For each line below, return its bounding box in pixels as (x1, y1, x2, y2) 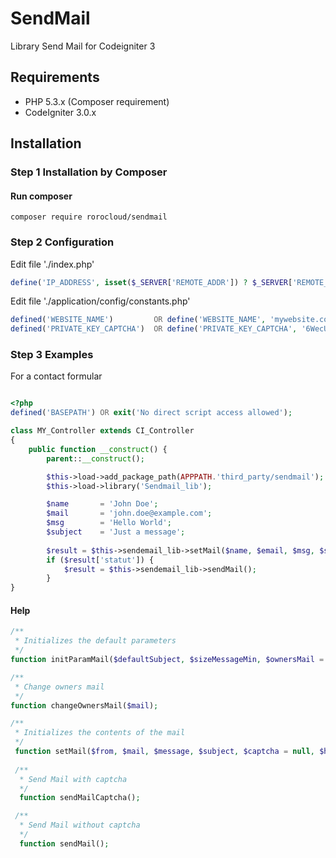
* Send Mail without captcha (19, 820, 141, 831)
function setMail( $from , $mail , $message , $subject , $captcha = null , (14, 747, 316, 757)
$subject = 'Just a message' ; (46, 527, 186, 537)
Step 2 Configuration (10, 235, 115, 249)
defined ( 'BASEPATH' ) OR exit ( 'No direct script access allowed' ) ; (10, 408, 293, 418)
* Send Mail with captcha (19, 774, 128, 784)
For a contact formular (10, 370, 103, 382)
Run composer (10, 190, 73, 202)
